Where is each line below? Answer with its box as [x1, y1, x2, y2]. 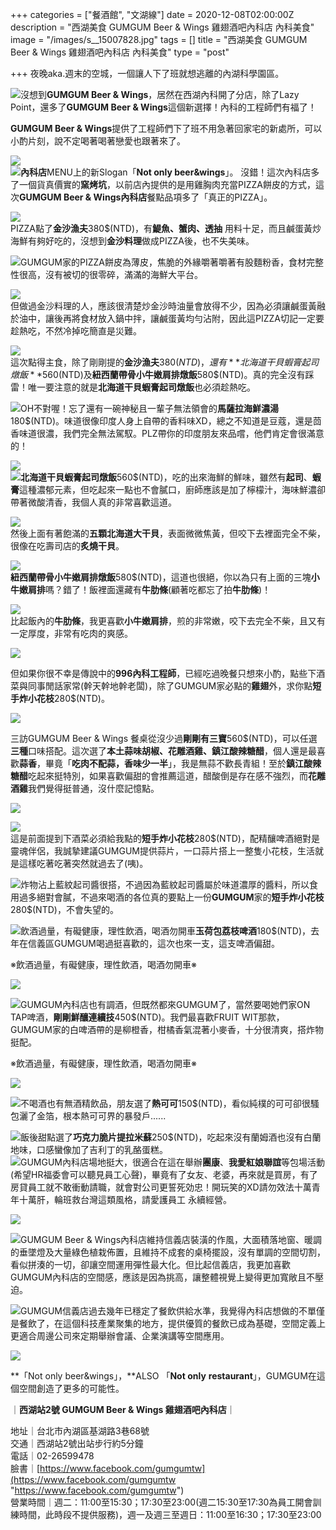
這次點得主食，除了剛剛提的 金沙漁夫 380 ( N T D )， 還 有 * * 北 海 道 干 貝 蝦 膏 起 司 [10, 356, 320, 368]
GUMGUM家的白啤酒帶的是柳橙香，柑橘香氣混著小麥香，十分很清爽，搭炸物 [10, 1024, 325, 1035]
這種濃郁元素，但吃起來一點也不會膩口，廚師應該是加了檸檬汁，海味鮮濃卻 [19, 484, 326, 495]
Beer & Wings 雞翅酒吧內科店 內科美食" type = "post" [10, 46, 230, 58]
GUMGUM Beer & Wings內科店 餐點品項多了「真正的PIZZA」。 [19, 191, 273, 203]
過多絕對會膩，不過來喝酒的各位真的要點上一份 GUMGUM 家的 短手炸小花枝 [18, 891, 325, 903]
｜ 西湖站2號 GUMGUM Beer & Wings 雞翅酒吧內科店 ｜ [10, 1404, 236, 1415]
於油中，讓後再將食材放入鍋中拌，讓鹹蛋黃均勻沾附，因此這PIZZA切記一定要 [10, 313, 325, 324]
